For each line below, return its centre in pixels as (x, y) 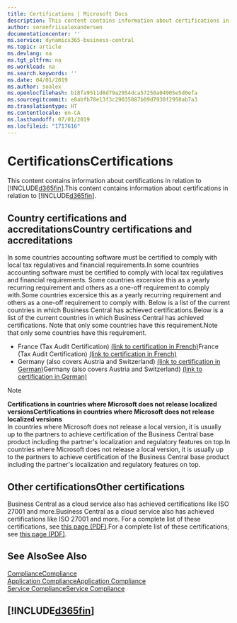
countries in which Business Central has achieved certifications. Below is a (116, 310)
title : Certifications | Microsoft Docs (68, 14)
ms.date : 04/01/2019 (38, 80)
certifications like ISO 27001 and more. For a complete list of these (104, 519)
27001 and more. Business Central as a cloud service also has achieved (111, 512)
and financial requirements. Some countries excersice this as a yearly (109, 280)
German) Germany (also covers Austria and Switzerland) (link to (110, 369)
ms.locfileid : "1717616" (44, 126)
